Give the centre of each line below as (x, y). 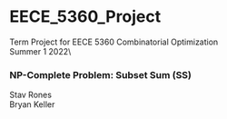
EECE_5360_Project (85, 17)
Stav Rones (31, 95)
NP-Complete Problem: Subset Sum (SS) (101, 74)
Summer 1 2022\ (40, 51)
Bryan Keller (32, 104)
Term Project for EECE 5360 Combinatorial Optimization (114, 42)
